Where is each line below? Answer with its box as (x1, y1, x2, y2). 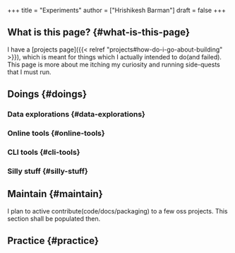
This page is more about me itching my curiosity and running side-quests (7, 60, 220, 69)
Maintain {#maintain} (7, 188, 104, 200)
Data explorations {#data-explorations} (7, 110, 146, 119)
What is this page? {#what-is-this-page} (7, 26, 191, 38)
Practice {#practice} (7, 235, 99, 247)
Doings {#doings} (7, 88, 88, 100)
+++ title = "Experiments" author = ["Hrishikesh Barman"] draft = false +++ (7, 6, 226, 14)
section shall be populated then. (7, 214, 101, 223)
